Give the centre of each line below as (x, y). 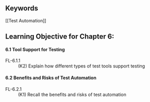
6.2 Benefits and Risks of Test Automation (51, 78)
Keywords (22, 8)
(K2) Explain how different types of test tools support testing (82, 66)
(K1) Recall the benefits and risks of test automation (72, 94)
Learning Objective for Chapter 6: (60, 37)
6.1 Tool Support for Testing (35, 49)
